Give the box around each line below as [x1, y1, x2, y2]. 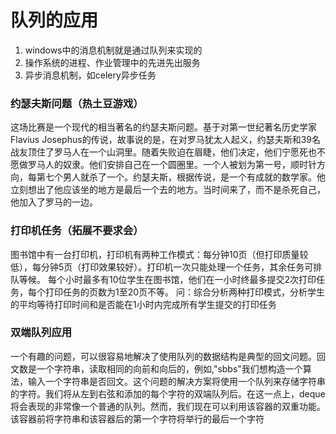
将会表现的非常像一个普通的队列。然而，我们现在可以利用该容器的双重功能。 [10, 400, 326, 412]
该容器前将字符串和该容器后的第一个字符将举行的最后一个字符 [10, 412, 265, 425]
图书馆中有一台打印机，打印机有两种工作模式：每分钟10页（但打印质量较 [10, 248, 309, 260]
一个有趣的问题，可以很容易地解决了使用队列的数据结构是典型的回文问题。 [10, 350, 317, 362]
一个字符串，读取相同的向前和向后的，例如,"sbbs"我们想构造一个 [36, 362, 303, 375]
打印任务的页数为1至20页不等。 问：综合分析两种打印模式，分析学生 [44, 286, 325, 298]
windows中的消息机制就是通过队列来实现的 [24, 44, 203, 56]
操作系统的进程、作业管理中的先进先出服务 [24, 56, 201, 68]
